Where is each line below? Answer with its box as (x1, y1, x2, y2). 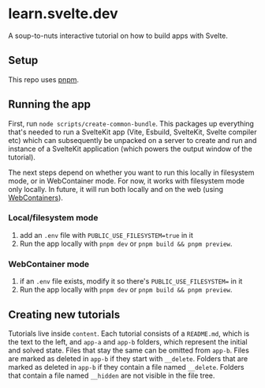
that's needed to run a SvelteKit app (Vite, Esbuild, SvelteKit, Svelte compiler (8, 127, 257, 137)
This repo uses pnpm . (8, 74, 80, 84)
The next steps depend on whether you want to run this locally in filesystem (8, 168, 255, 177)
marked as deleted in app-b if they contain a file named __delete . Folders (8, 362, 244, 371)
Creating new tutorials (8, 307, 121, 321)
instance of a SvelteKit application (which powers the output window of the (8, 144, 252, 153)
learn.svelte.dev (8, 5, 118, 23)
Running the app (8, 98, 91, 111)
